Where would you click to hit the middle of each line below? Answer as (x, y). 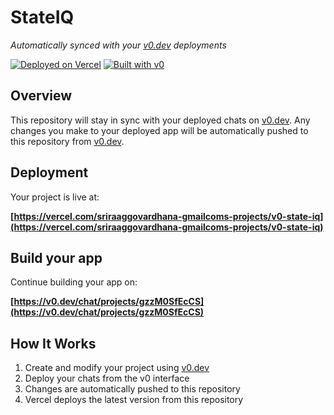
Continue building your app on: (74, 282)
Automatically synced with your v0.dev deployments (118, 45)
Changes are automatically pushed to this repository (132, 389)
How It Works (53, 343)
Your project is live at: (55, 197)
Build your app (56, 257)
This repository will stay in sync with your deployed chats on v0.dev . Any (160, 120)
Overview (41, 96)
